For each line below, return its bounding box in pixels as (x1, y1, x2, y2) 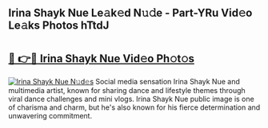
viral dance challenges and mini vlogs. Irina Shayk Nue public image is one (8, 95, 254, 103)
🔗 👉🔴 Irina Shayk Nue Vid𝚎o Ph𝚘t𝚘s (8, 52, 194, 65)
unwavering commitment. (8, 111, 93, 120)
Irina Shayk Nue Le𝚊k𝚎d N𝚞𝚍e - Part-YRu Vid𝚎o (8, 6, 253, 20)
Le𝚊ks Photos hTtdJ (8, 19, 110, 33)
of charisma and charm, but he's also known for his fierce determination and (8, 103, 261, 112)
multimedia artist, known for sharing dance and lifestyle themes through (8, 86, 246, 95)
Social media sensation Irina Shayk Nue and (95, 77, 240, 86)
